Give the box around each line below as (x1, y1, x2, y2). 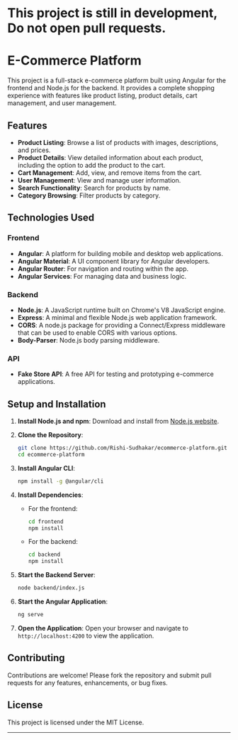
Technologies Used (7, 212, 94, 224)
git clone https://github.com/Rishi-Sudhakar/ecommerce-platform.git (17, 444, 228, 452)
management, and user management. (7, 99, 117, 107)
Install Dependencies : (17, 490, 84, 499)
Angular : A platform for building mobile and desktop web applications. (17, 249, 224, 257)
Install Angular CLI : (17, 463, 76, 472)
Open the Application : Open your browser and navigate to (17, 623, 189, 632)
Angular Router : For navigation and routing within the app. (17, 264, 189, 273)
